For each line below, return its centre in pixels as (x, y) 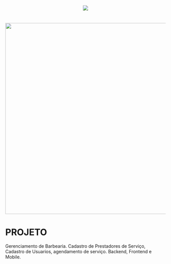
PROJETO (26, 232)
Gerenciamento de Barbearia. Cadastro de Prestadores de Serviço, (76, 246)
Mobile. (13, 257)
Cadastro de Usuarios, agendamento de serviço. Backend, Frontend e (78, 252)
